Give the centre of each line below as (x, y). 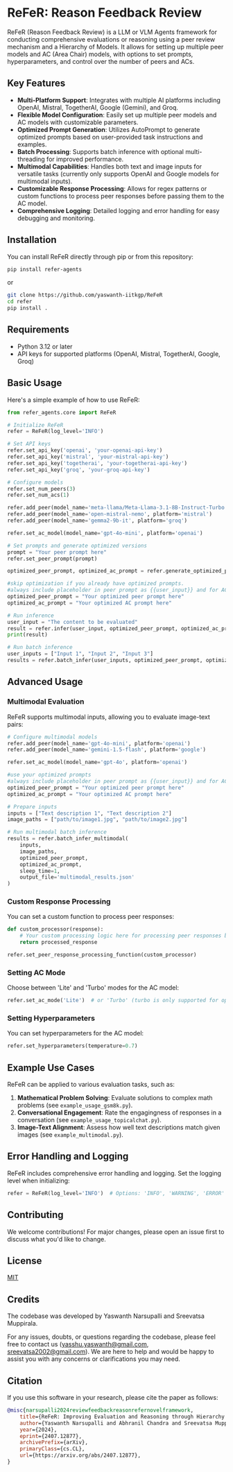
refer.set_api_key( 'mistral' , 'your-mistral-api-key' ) (88, 457)
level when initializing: (39, 1181)
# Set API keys (29, 444)
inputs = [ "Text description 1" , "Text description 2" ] (89, 813)
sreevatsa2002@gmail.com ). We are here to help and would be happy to (111, 1352)
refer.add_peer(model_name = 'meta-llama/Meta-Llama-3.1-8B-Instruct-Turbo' (118, 508)
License (25, 1261)
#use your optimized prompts (49, 775)
